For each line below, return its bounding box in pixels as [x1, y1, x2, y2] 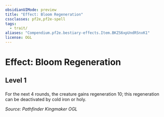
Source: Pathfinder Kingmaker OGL [5, 106, 78, 112]
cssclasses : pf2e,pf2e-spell [5, 16, 66, 21]
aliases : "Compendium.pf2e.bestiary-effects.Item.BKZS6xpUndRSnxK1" [5, 30, 150, 35]
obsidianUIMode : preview [5, 7, 57, 12]
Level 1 [5, 76, 27, 85]
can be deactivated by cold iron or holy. [5, 97, 86, 103]
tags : [5, 21, 16, 26]
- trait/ [9, 26, 28, 31]
